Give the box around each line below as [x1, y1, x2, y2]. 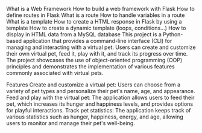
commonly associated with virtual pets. [6, 70, 104, 76]
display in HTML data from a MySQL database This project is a [6, 31, 162, 38]
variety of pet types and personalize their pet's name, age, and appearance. [6, 88, 195, 94]
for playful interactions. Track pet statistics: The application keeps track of [6, 107, 191, 114]
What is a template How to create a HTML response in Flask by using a [6, 18, 182, 25]
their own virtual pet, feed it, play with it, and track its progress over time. [6, 50, 188, 57]
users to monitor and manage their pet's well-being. [6, 120, 136, 126]
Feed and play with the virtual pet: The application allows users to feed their [6, 94, 195, 101]
